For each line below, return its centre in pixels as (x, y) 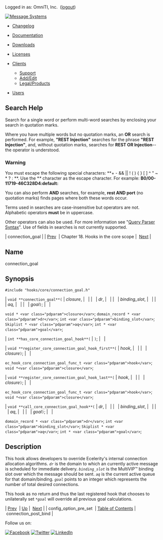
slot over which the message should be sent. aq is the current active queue (80, 474)
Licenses (21, 54)
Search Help (24, 108)
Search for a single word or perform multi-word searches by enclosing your (81, 120)
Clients (19, 63)
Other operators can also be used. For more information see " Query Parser (80, 222)
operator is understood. (36, 150)
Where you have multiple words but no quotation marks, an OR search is (78, 134)
